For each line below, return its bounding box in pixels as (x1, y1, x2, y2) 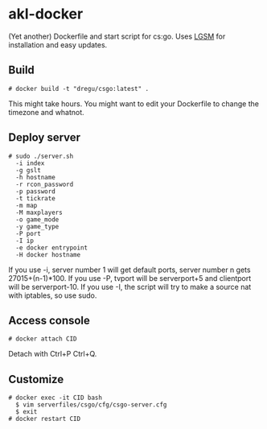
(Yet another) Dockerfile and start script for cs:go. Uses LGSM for (8, 31, 226, 41)
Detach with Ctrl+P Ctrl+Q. (8, 349, 97, 359)
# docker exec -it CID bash (8, 394, 103, 402)
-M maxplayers (15, 208, 63, 217)
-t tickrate (15, 194, 56, 202)
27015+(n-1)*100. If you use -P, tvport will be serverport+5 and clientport (8, 273, 252, 283)
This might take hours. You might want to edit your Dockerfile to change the (8, 98, 260, 109)
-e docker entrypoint (15, 243, 88, 252)
